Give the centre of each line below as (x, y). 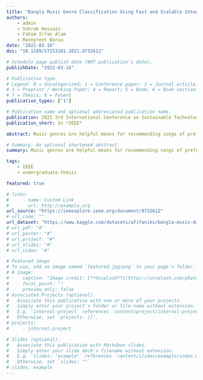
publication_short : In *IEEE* (44, 123)
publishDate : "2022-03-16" (40, 68)
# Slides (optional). (34, 339)
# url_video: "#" (28, 250)
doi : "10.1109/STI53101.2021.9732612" (55, 51)
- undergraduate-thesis (47, 173)
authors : (17, 17)
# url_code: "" (25, 217)
